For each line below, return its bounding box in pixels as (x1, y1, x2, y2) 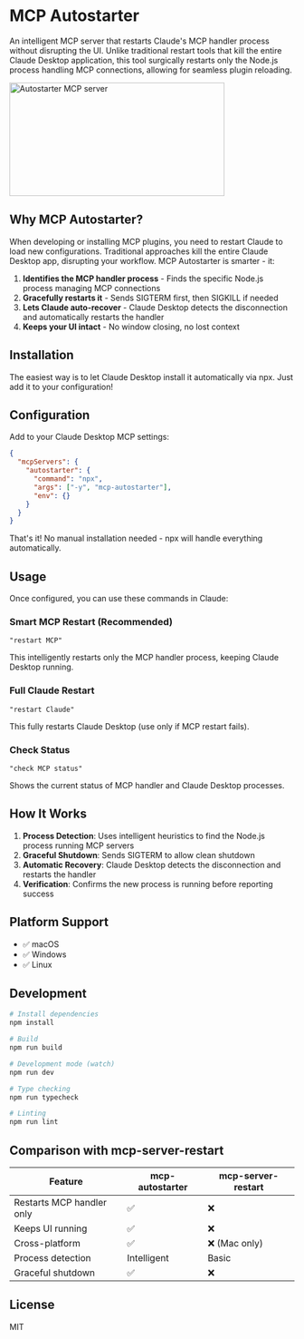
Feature (49, 1175, 83, 1188)
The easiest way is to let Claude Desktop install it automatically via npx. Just (9, 371, 294, 382)
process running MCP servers (22, 840, 135, 851)
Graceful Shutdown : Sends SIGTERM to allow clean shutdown (22, 849, 255, 860)
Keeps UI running (14, 1222, 88, 1235)
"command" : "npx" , (33, 474, 103, 484)
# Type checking (9, 1084, 71, 1093)
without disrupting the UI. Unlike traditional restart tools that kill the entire (9, 44, 282, 55)
